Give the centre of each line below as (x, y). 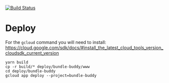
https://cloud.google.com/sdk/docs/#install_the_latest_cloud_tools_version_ (84, 48)
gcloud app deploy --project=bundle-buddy (51, 75)
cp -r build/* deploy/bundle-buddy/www (48, 67)
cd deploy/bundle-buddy (31, 71)
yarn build (17, 62)
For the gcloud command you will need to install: (56, 42)
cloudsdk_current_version (32, 53)
